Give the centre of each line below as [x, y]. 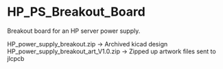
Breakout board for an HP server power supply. [74, 31]
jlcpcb [16, 58]
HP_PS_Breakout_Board [76, 12]
